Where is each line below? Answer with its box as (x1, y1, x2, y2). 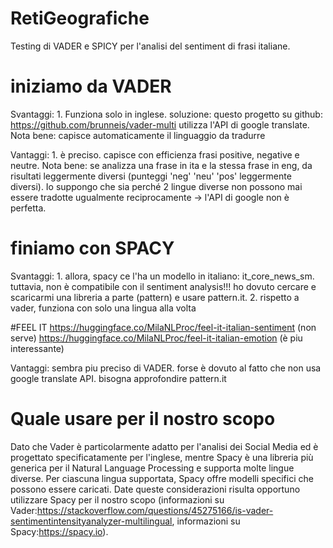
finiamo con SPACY (10, 237, 175, 260)
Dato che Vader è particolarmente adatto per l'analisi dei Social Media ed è (10, 440, 319, 452)
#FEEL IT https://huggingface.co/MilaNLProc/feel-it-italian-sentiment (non (10, 321, 317, 333)
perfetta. (10, 202, 47, 214)
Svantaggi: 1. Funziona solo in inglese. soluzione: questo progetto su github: (10, 108, 323, 120)
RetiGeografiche (10, 7, 150, 30)
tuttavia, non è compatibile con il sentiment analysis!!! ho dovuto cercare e (10, 280, 317, 292)
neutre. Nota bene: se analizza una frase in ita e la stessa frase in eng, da (10, 159, 313, 171)
